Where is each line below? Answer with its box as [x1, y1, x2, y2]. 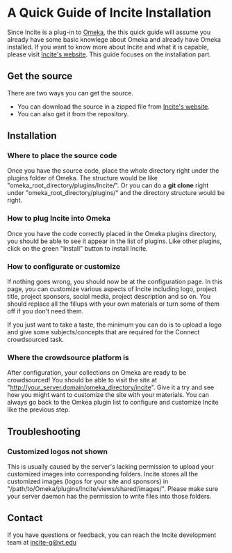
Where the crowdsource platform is [7, 352, 130, 362]
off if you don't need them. [7, 307, 84, 316]
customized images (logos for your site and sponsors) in [7, 477, 169, 485]
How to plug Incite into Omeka [7, 214, 111, 224]
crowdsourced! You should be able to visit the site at [7, 376, 158, 384]
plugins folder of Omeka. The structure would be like [7, 174, 158, 182]
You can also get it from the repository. [17, 109, 129, 118]
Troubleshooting [7, 426, 81, 437]
